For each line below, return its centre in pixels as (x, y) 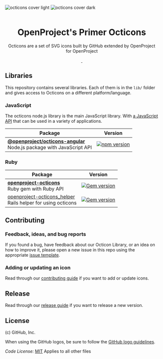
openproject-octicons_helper (41, 197)
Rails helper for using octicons (42, 203)
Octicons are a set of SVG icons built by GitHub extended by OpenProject (82, 46)
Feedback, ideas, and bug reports (45, 234)
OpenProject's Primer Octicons (82, 32)
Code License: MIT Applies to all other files (48, 351)
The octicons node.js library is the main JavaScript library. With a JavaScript (81, 116)
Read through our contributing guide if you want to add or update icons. (77, 278)
